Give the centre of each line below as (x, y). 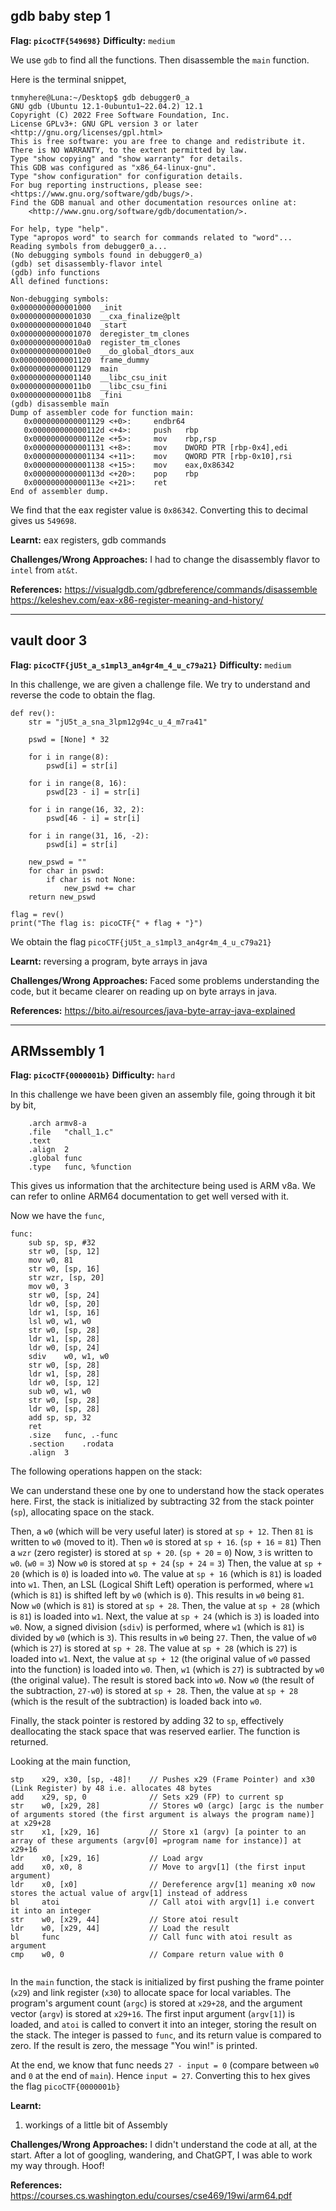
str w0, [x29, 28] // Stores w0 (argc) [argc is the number (167, 1806)
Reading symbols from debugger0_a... (89, 246)
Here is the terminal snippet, (68, 79)
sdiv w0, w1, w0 (69, 1357)
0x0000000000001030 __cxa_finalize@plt (96, 316)
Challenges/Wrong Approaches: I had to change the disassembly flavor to (165, 559)
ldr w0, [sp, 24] (64, 1348)
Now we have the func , (57, 1216)
